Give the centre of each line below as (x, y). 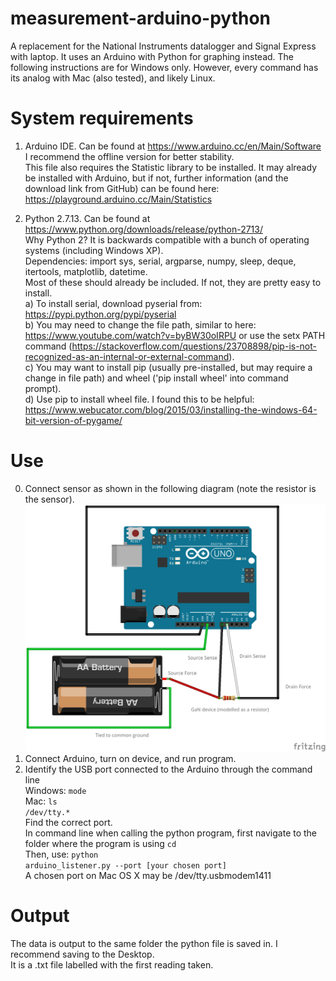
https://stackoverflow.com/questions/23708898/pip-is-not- (194, 346)
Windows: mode (55, 791)
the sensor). (49, 499)
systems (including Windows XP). (94, 250)
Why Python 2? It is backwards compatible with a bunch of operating (167, 239)
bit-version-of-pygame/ (73, 420)
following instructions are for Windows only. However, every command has (164, 67)
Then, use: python (61, 854)
